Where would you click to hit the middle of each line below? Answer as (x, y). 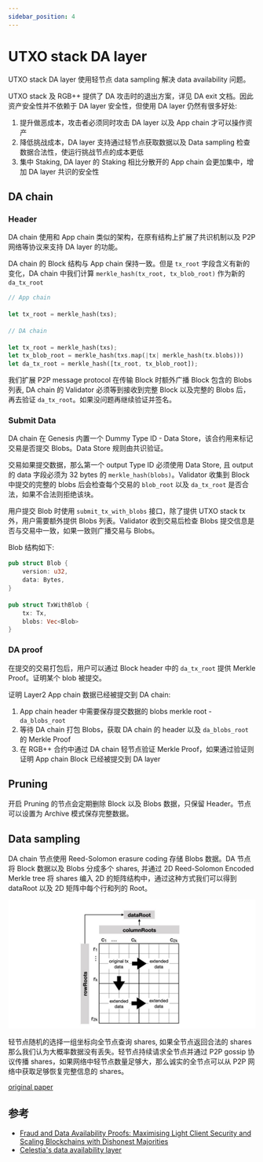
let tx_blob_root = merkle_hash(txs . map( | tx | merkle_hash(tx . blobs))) (126, 356)
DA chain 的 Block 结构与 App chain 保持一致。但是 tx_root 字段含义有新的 (129, 264)
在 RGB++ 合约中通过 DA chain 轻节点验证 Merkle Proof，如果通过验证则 (137, 749)
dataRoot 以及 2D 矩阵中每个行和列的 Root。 (80, 889)
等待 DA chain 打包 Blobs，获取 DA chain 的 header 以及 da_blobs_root (134, 729)
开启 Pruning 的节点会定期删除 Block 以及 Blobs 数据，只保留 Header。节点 (130, 804)
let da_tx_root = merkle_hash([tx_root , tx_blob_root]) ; (103, 364)
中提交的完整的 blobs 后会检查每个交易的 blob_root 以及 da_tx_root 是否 (125, 485)
